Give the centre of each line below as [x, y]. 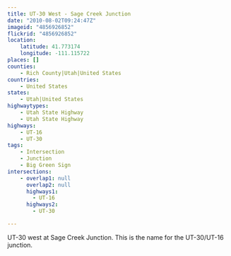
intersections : [30, 171]
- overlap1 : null [46, 178]
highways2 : [42, 205]
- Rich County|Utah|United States [71, 73]
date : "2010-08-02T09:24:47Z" [52, 21]
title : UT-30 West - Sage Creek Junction [69, 14]
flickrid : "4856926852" [42, 34]
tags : [15, 146]
